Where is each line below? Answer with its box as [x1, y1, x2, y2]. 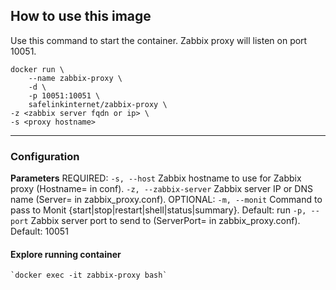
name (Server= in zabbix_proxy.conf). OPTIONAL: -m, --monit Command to [10, 194, 323, 206]
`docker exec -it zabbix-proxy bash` [10, 270, 168, 281]
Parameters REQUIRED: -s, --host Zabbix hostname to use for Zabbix [10, 172, 302, 184]
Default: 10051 [10, 225, 69, 238]
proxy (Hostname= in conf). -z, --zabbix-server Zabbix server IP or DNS [10, 183, 313, 195]
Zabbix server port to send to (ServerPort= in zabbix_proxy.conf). [30, 215, 301, 227]
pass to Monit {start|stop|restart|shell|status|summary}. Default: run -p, [10, 204, 307, 216]
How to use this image [10, 8, 152, 25]
